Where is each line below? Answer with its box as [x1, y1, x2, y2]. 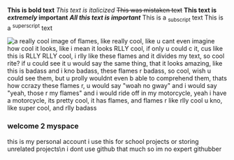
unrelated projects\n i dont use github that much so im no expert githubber [7, 145, 222, 153]
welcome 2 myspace [7, 122, 79, 131]
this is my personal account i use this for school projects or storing [7, 137, 199, 145]
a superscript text [7, 22, 53, 32]
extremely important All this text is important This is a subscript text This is [7, 13, 224, 23]
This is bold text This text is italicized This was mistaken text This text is [7, 6, 217, 14]
